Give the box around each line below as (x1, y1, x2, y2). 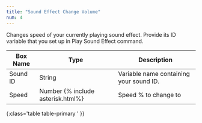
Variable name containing (118, 69, 191, 78)
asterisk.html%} (39, 94, 84, 102)
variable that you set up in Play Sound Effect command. (6, 37, 144, 45)
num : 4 (6, 14, 23, 20)
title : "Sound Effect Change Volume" (6, 8, 101, 15)
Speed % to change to (118, 90, 182, 99)
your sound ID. (118, 77, 160, 85)
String (39, 73, 57, 81)
